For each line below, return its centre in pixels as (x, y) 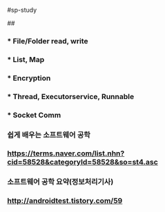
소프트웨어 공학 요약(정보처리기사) (60, 182)
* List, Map (26, 59)
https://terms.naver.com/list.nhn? (66, 153)
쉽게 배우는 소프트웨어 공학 (49, 135)
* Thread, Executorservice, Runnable (71, 96)
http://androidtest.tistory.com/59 (65, 201)
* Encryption (29, 78)
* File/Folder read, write (48, 41)
